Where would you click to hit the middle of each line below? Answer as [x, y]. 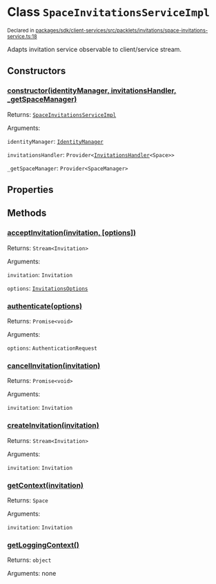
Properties [30, 190]
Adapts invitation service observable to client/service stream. [94, 49]
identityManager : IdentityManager [55, 141]
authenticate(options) [45, 306]
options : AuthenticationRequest [52, 348]
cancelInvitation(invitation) [54, 366]
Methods [27, 213]
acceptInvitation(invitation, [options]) [72, 233]
